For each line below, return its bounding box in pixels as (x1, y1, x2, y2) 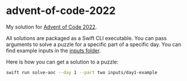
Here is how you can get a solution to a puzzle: (6, 58, 119, 65)
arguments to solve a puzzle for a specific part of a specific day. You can (6, 41, 182, 48)
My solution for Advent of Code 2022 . (6, 23, 97, 30)
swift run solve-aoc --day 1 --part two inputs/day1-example (6, 69, 158, 75)
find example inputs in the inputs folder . (6, 47, 101, 54)
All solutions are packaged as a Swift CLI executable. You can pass (6, 34, 167, 41)
